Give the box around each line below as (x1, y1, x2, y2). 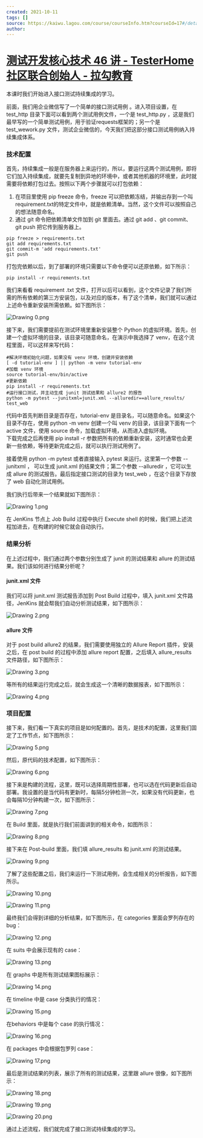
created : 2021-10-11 (6, 8, 59, 15)
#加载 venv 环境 (6, 367, 43, 373)
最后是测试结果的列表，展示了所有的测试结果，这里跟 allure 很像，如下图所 (6, 1069, 192, 1077)
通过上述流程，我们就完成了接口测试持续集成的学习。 (6, 1125, 139, 1133)
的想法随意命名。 (14, 208, 58, 215)
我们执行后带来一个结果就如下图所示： (6, 491, 101, 498)
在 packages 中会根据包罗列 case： (6, 1045, 95, 1052)
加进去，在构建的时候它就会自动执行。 (11, 523, 107, 530)
